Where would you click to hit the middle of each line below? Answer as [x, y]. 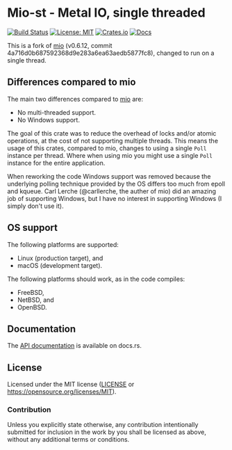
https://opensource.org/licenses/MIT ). [62, 392]
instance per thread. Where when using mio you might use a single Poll [110, 155]
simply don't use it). [35, 206]
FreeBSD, [31, 292]
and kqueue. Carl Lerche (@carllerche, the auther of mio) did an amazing [112, 191]
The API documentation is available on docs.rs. [75, 346]
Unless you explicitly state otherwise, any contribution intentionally [103, 425]
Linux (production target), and [60, 258]
